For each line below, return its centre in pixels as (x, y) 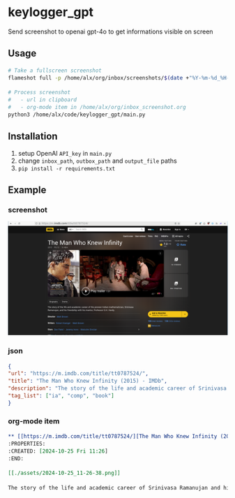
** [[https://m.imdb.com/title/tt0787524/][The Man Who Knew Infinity (113, 437)
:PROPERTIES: (27, 444)
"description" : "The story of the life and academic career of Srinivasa (117, 388)
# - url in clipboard (43, 100)
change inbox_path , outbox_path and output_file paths (97, 161)
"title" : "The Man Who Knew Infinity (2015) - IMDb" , (88, 381)
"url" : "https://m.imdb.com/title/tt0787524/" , (78, 374)
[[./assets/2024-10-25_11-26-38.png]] (64, 473)
